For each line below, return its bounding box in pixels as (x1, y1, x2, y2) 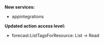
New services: (4, 4, 35, 10)
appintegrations (11, 14, 44, 19)
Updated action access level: (4, 23, 66, 29)
